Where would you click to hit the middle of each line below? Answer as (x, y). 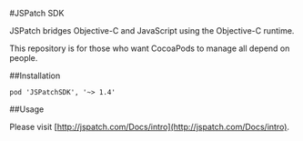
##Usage (27, 109)
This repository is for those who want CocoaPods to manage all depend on (150, 48)
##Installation (35, 76)
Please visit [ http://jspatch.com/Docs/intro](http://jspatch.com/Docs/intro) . (149, 127)
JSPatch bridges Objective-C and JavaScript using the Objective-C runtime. (152, 30)
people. (24, 58)
